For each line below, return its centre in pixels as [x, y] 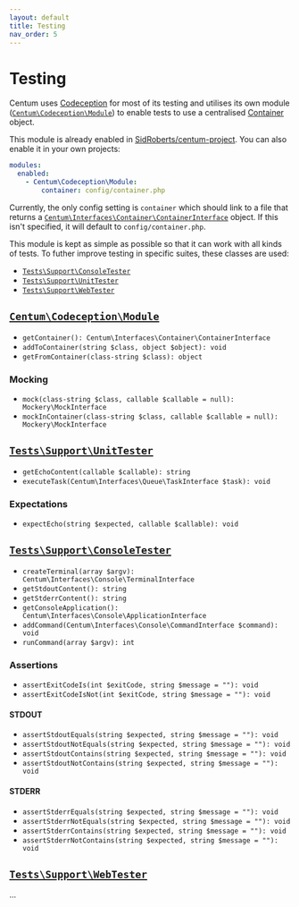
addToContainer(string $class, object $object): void [124, 347]
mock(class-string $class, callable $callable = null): [128, 399]
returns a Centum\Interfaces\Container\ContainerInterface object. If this [144, 216]
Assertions [33, 665]
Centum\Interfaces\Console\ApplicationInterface [114, 615]
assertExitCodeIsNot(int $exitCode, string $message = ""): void [146, 695]
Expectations [39, 504]
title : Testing [37, 26]
